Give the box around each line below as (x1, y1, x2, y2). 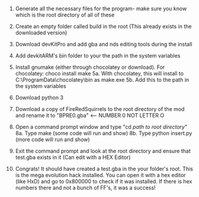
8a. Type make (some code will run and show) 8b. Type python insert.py (15, 130, 192, 136)
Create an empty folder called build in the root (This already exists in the (15, 23, 192, 30)
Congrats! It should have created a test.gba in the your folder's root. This (15, 166, 193, 172)
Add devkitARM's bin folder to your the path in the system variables (15, 52, 181, 59)
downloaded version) (15, 29, 68, 36)
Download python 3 (15, 94, 64, 101)
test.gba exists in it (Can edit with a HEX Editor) (15, 154, 131, 161)
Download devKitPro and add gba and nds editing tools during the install (15, 41, 192, 47)
